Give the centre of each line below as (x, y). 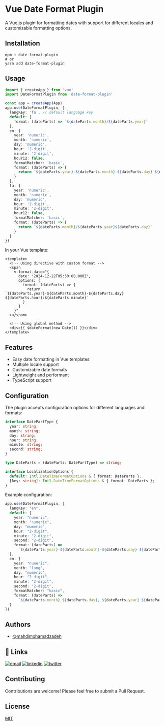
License (17, 707)
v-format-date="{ (32, 272)
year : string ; (24, 426)
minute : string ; (26, 445)
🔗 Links (16, 652)
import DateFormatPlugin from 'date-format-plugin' (59, 95)
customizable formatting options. (39, 28)
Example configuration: (29, 495)
